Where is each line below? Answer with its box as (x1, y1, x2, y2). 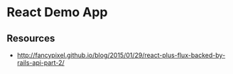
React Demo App (6, 4, 108, 20)
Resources (6, 32, 55, 44)
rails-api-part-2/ (16, 58, 65, 67)
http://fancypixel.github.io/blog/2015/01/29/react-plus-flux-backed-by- (16, 51, 226, 59)
